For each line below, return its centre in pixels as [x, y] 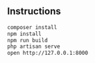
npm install [24, 34]
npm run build [28, 40]
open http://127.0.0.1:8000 [48, 53]
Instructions [34, 11]
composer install [32, 27]
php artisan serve [34, 47]
